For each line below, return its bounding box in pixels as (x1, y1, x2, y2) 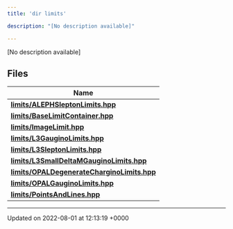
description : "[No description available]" (7, 22, 135, 30)
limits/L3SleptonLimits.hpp (10, 145, 102, 154)
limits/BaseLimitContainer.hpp (10, 111, 114, 121)
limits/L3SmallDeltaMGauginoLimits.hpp (10, 156, 147, 166)
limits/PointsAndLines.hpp (10, 190, 101, 199)
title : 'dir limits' (7, 10, 67, 17)
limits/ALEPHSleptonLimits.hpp (10, 100, 116, 109)
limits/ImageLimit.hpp (10, 122, 85, 132)
